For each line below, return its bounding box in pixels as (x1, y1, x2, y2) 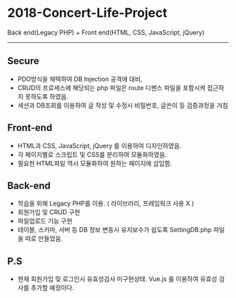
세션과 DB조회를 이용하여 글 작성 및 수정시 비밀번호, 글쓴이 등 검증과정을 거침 (17, 101, 228, 110)
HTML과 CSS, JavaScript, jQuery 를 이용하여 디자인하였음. (17, 141, 182, 150)
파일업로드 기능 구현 (17, 216, 72, 226)
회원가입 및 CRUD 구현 (17, 208, 81, 216)
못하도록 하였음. (25, 92, 69, 101)
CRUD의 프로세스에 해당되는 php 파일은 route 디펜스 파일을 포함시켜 (17, 83, 206, 92)
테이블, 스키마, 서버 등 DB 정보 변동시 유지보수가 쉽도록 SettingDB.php (17, 226, 212, 234)
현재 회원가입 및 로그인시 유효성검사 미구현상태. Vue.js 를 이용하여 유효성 (17, 275, 218, 283)
